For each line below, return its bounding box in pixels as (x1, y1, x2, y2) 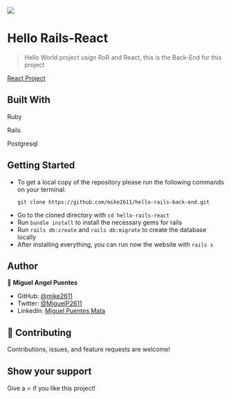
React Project (7, 73, 46, 82)
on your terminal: (17, 185, 66, 193)
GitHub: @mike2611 (17, 292, 73, 301)
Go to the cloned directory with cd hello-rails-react (17, 211, 170, 219)
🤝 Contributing (7, 326, 72, 339)
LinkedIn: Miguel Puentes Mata (17, 307, 106, 315)
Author (7, 260, 38, 272)
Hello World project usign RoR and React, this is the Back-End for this (24, 53, 222, 62)
